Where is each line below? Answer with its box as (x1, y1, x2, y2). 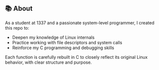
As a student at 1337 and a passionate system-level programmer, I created (5, 19, 155, 26)
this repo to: (5, 25, 29, 31)
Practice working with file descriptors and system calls (12, 39, 122, 45)
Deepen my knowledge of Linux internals (12, 34, 95, 40)
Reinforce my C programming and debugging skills (12, 45, 115, 51)
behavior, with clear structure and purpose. (5, 59, 92, 65)
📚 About (5, 4, 33, 13)
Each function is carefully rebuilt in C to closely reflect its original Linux (5, 54, 148, 60)
